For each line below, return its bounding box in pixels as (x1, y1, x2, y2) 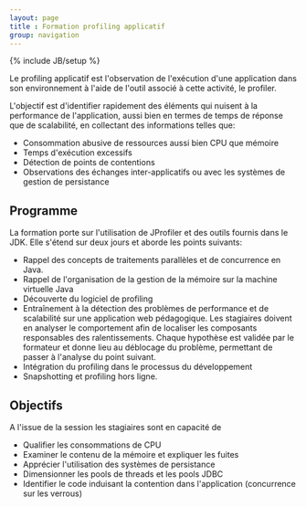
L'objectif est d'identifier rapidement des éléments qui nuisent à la (9, 100, 259, 111)
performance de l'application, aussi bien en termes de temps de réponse (9, 111, 283, 121)
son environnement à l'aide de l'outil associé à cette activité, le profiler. (9, 83, 277, 94)
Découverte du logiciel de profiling (22, 293, 153, 304)
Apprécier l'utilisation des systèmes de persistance (22, 459, 216, 470)
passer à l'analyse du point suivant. (22, 352, 157, 363)
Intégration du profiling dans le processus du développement (22, 362, 253, 373)
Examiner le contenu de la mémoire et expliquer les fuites (22, 449, 239, 459)
